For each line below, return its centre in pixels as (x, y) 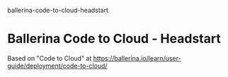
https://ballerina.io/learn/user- (137, 58)
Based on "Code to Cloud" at (50, 58)
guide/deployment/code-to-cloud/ (57, 66)
